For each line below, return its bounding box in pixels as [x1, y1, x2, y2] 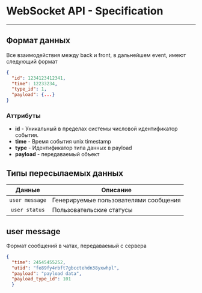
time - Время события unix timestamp [14, 138, 111, 145]
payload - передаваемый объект [14, 151, 100, 158]
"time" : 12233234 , [11, 80, 58, 86]
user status [11, 207, 45, 214]
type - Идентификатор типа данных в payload [14, 144, 132, 151]
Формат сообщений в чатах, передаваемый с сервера [6, 242, 147, 249]
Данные [15, 186, 40, 195]
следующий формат [6, 58, 58, 65]
